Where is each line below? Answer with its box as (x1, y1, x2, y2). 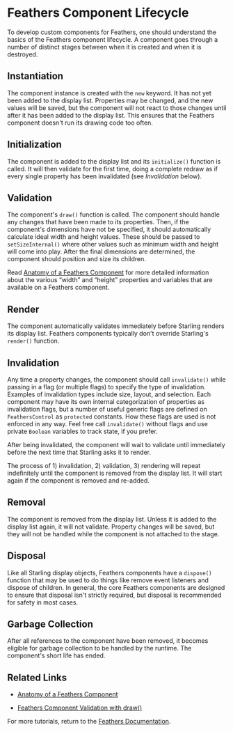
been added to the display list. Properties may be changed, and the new (7, 96, 214, 104)
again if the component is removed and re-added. (7, 476, 150, 485)
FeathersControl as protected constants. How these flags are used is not (7, 412, 216, 421)
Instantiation (7, 70, 64, 82)
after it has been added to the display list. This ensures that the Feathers (7, 111, 215, 119)
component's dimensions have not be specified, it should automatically (7, 225, 211, 234)
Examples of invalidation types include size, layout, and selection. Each (7, 390, 211, 398)
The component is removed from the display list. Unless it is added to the (7, 515, 217, 523)
